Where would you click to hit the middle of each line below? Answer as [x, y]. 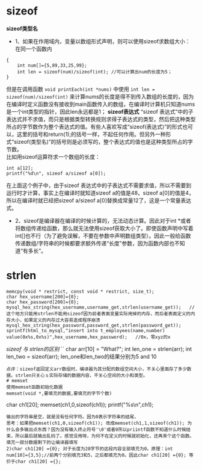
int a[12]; [20, 168]
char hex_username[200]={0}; [43, 297]
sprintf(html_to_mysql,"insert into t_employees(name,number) [86, 330]
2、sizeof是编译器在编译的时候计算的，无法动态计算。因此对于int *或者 [103, 220]
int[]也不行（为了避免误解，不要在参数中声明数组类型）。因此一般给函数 [103, 235]
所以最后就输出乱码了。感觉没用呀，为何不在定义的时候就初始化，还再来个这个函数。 [104, 436]
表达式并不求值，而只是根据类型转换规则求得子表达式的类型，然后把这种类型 [101, 119]
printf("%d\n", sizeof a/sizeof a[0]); [56, 173]
